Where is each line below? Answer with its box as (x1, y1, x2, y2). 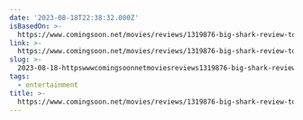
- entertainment (17, 80, 78, 89)
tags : (9, 72, 30, 81)
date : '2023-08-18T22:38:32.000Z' (9, 13, 140, 23)
